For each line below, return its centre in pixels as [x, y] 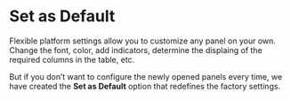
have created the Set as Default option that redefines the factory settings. [145, 86]
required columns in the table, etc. [72, 59]
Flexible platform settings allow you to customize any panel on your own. [142, 41]
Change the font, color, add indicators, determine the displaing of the [136, 50]
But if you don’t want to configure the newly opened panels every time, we [146, 76]
